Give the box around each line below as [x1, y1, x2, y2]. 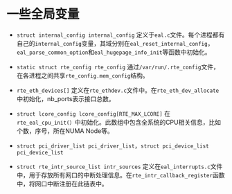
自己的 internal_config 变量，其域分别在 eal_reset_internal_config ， [16, 39, 214, 47]
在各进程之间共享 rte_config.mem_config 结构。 [16, 71, 150, 80]
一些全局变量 [6, 6, 80, 22]
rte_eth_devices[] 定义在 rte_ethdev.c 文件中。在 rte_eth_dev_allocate [16, 86, 220, 94]
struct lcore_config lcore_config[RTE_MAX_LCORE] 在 [16, 109, 171, 118]
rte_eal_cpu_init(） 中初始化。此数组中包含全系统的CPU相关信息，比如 [16, 118, 221, 126]
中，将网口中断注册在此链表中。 [16, 179, 108, 188]
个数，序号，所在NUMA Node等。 [16, 126, 114, 135]
